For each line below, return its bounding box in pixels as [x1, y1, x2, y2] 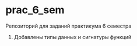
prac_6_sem [5, 3, 65, 17]
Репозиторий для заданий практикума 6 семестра [5, 22, 132, 29]
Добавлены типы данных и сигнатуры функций [13, 33, 132, 40]
